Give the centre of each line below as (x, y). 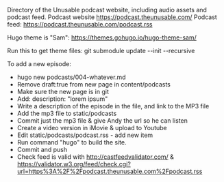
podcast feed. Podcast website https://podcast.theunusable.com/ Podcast (112, 17)
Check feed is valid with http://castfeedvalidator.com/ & (96, 157)
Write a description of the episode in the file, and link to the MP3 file (113, 106)
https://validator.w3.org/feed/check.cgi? (74, 164)
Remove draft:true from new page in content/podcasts (94, 84)
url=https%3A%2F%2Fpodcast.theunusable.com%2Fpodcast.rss (110, 171)
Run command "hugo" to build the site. (72, 142)
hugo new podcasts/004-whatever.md (71, 77)
